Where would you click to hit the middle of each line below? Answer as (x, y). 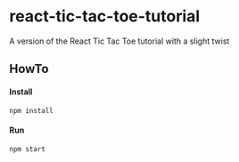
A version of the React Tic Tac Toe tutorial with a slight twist (119, 41)
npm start (28, 149)
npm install (31, 110)
